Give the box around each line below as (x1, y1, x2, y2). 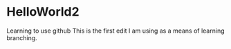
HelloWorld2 (6, 4, 80, 20)
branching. (6, 33, 37, 42)
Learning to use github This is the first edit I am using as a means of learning (6, 27, 225, 35)
